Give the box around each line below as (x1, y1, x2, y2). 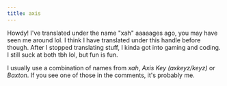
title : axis (7, 10, 41, 17)
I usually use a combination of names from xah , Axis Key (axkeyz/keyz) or (7, 63, 215, 72)
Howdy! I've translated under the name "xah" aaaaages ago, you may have (7, 29, 218, 37)
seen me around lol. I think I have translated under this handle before (7, 35, 201, 44)
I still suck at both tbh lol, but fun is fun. (7, 51, 118, 59)
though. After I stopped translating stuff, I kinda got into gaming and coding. (7, 43, 221, 51)
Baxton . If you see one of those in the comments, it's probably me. (7, 71, 195, 79)
